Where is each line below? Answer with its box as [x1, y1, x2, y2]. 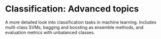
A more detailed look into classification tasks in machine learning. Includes [5, 19, 157, 25]
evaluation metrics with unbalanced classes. [5, 29, 95, 35]
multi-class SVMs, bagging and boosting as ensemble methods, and [5, 24, 144, 30]
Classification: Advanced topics [5, 3, 139, 14]
